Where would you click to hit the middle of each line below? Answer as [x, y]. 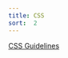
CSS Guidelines [34, 45]
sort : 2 [23, 23]
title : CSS [26, 15]
